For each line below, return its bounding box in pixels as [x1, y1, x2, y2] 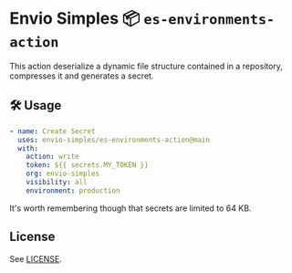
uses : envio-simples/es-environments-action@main [17, 135, 210, 144]
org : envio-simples [26, 169, 100, 179]
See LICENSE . [9, 253, 62, 264]
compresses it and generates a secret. [9, 70, 154, 81]
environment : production [26, 185, 120, 195]
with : [17, 143, 39, 152]
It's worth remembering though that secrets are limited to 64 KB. [9, 203, 252, 214]
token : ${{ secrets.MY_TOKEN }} [26, 161, 149, 170]
